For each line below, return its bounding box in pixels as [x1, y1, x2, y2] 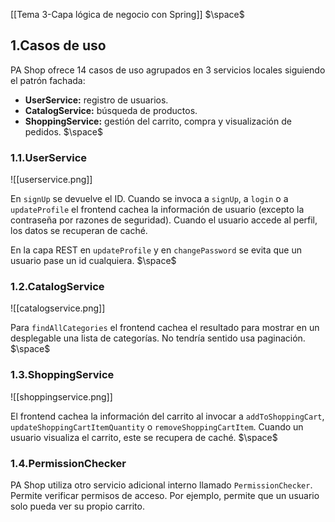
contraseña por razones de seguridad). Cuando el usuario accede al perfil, [10, 214, 318, 226]
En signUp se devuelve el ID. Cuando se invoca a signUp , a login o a [10, 193, 289, 205]
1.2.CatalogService [10, 280, 105, 294]
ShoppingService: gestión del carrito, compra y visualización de [24, 115, 292, 127]
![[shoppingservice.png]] [10, 390, 113, 403]
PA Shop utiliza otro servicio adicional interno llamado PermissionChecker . [10, 479, 313, 491]
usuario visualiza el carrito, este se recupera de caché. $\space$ [10, 431, 278, 443]
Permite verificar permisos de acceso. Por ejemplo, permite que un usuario [10, 490, 320, 501]
